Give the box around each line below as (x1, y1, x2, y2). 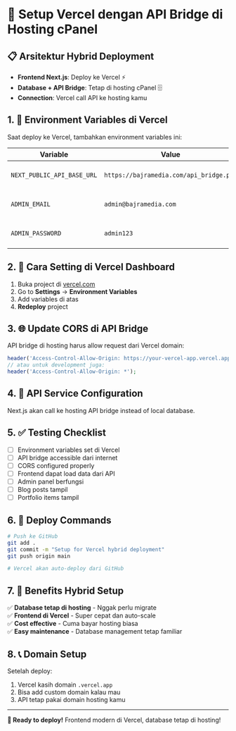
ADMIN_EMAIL (11, 200, 51, 208)
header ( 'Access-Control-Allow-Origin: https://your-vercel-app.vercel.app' (7, 355, 234, 362)
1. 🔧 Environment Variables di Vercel (7, 114, 169, 126)
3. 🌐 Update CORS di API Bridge (7, 323, 149, 335)
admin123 (104, 229, 133, 237)
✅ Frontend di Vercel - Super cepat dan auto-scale (7, 611, 156, 620)
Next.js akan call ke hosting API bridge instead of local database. (7, 406, 195, 414)
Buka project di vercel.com (17, 280, 96, 288)
